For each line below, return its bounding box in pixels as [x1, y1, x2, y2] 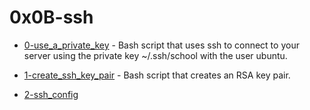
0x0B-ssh [9, 6, 94, 29]
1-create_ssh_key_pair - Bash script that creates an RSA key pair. [23, 69, 291, 81]
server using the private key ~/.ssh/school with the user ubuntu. [23, 49, 288, 61]
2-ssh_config [23, 88, 79, 100]
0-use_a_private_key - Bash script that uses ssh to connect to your [23, 39, 300, 51]
